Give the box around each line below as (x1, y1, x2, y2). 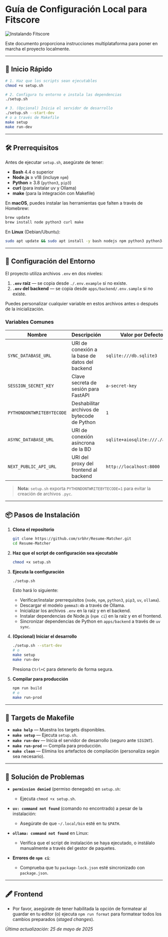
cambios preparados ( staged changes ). (12, 916, 94, 922)
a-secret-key (105, 383, 137, 389)
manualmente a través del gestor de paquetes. (19, 845, 116, 851)
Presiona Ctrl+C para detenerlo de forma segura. (12, 666, 113, 672)
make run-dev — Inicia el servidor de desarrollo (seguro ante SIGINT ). (12, 737, 154, 743)
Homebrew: (5, 206, 29, 212)
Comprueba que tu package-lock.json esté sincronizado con (19, 865, 145, 871)
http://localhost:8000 (105, 464, 160, 470)
